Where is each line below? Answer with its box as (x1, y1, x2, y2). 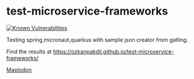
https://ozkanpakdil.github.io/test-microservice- (53, 47, 174, 55)
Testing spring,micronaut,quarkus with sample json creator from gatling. (6, 36, 188, 43)
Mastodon (6, 66, 32, 74)
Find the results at (6, 47, 52, 55)
